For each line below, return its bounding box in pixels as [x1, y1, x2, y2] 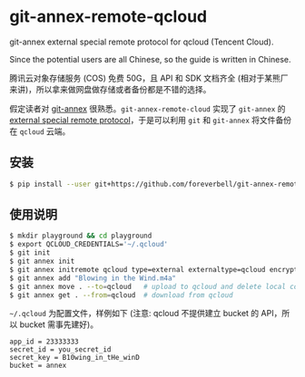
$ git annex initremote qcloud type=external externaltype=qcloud [9, 265, 266, 274]
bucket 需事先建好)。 [19, 319, 98, 330]
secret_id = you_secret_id [9, 345, 112, 354]
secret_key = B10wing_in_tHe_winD [9, 353, 141, 362]
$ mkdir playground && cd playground [9, 231, 152, 241]
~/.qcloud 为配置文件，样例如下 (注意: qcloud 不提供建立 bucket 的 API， [9, 308, 282, 319]
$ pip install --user [9, 179, 92, 188]
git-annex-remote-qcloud [9, 6, 207, 27]
